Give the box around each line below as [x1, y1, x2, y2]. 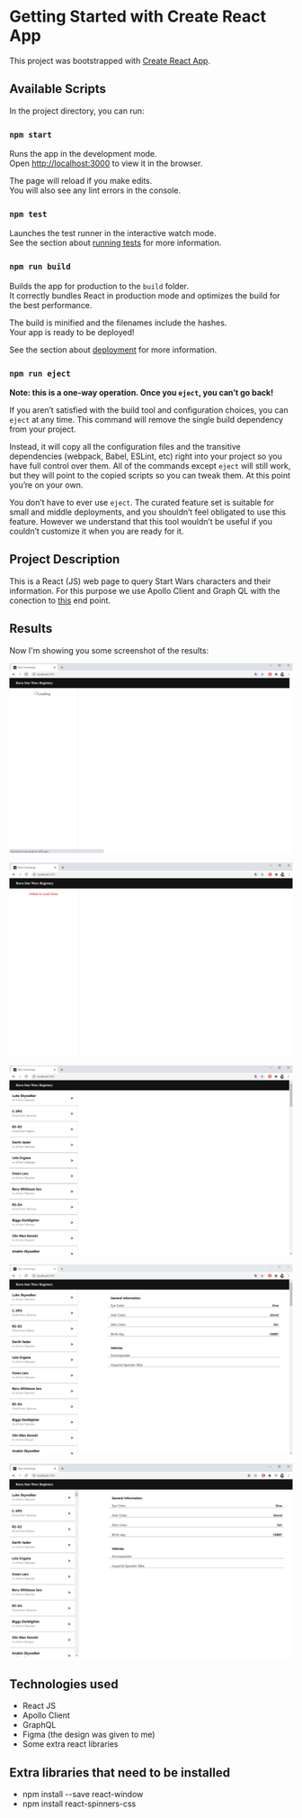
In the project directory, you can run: [9, 105, 145, 116]
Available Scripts [9, 81, 106, 96]
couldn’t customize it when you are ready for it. [9, 525, 184, 536]
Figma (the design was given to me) [22, 1729, 155, 1740]
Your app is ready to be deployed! [9, 326, 135, 337]
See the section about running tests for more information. [9, 237, 222, 249]
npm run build [9, 261, 71, 272]
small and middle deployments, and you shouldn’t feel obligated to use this [9, 507, 286, 517]
